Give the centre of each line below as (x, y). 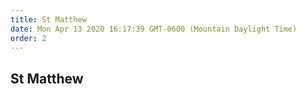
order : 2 (28, 38)
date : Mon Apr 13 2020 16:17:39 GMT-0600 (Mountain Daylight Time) (154, 29)
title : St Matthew (48, 19)
